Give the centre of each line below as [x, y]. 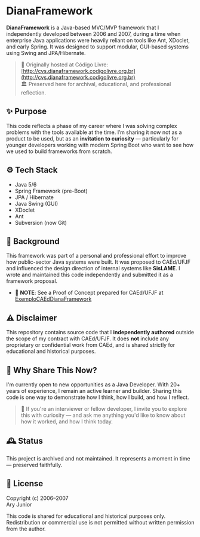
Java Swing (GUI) [36, 203]
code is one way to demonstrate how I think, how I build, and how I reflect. [98, 397]
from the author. [26, 529]
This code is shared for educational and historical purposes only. [86, 516]
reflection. [33, 92]
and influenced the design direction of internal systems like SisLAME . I [93, 268]
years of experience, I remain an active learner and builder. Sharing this [94, 391]
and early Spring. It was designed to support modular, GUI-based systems [98, 47]
